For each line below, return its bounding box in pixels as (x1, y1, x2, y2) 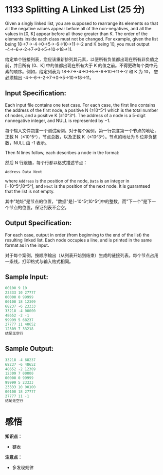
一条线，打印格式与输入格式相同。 (5, 258, 73, 264)
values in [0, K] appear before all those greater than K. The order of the (5, 31, 148, 37)
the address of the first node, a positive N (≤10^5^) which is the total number (5, 107, 159, 113)
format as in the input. (5, 242, 50, 248)
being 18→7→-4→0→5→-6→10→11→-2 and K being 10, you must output (5, 41, 150, 47)
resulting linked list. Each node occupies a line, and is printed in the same (5, 237, 152, 243)
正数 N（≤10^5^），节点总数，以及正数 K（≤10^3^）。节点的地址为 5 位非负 (5, 134, 153, 139)
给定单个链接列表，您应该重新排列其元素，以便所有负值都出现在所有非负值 (5, 56, 154, 62)
